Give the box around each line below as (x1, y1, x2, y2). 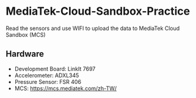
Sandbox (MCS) (5, 31, 46, 38)
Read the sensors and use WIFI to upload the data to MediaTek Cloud (5, 24, 180, 32)
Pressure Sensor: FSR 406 (14, 78, 82, 85)
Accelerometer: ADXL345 (14, 72, 79, 79)
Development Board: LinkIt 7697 (14, 65, 96, 72)
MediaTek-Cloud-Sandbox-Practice (5, 4, 191, 18)
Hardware (5, 49, 44, 59)
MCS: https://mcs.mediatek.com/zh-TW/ (14, 85, 117, 92)
